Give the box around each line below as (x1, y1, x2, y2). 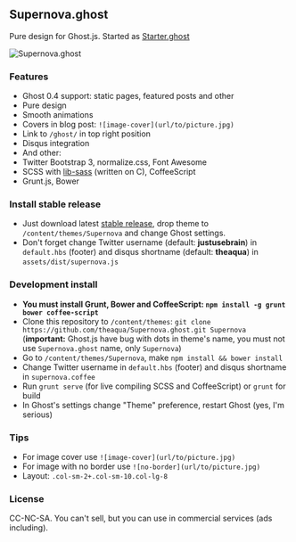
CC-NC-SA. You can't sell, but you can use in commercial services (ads (9, 513, 273, 524)
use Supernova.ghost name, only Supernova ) (21, 342, 182, 353)
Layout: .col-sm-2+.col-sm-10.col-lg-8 (21, 471, 168, 480)
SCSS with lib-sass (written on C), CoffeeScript (21, 167, 196, 177)
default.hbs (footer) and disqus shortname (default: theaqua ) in (21, 247, 259, 258)
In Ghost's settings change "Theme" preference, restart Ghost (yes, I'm (21, 399, 285, 410)
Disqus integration (21, 138, 90, 149)
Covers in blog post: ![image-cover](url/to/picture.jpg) (21, 119, 234, 130)
